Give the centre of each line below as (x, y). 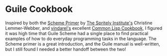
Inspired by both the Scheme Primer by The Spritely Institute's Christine (79, 23)
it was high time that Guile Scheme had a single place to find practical (77, 33)
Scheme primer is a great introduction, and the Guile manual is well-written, (83, 44)
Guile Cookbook (39, 9)
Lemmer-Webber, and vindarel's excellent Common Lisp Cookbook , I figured (84, 28)
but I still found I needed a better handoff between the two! (66, 49)
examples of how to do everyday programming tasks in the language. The (81, 39)
